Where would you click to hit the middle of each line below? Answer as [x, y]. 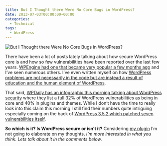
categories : [17, 19]
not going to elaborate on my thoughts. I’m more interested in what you [78, 134]
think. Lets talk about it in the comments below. [54, 139]
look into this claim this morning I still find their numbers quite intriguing [79, 108]
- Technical [22, 24]
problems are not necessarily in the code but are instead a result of [74, 78]
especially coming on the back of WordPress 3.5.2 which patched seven [79, 114]
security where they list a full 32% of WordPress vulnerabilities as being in [82, 98]
